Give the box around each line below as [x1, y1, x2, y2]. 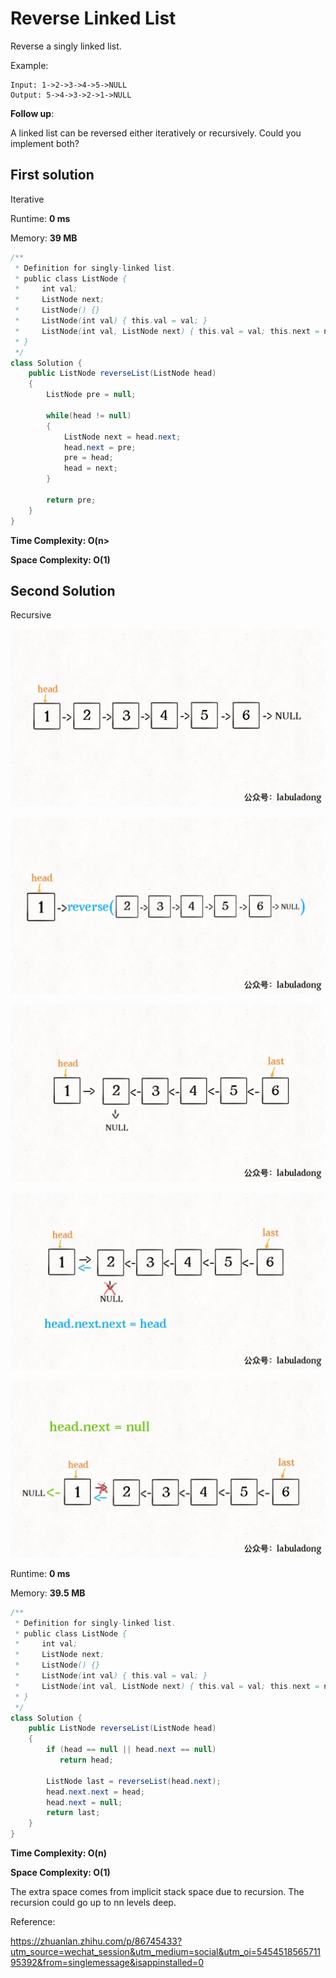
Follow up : [10, 107, 55, 119]
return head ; [59, 1755, 114, 1766]
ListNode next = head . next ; [63, 432, 182, 442]
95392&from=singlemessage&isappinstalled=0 [10, 1957, 204, 1969]
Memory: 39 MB [10, 232, 78, 244]
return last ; [46, 1808, 101, 1818]
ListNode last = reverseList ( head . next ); [46, 1776, 222, 1786]
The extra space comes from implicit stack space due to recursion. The [10, 1886, 305, 1898]
